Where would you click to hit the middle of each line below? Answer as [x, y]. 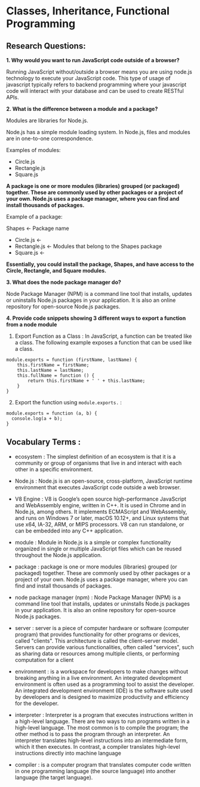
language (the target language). [54, 777]
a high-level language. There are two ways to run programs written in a [102, 721]
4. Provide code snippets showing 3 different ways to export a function [96, 318]
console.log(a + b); [37, 419]
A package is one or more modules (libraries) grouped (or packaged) [93, 186]
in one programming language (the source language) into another [95, 771]
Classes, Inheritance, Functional [88, 11]
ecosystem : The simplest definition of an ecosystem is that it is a [95, 456]
